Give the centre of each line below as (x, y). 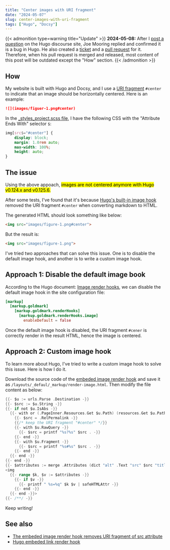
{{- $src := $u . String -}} (34, 404)
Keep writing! (19, 508)
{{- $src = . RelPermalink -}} (46, 418)
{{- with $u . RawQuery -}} (42, 427)
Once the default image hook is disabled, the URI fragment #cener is (76, 330)
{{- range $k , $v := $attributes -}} (50, 475)
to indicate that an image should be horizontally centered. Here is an (76, 94)
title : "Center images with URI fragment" (51, 10)
